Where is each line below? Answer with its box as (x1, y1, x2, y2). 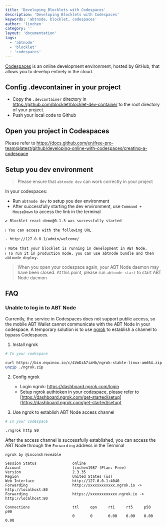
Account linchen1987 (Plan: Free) (5, 465, 126, 470)
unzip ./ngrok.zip (5, 365, 43, 370)
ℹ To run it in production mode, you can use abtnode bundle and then (5, 251, 154, 256)
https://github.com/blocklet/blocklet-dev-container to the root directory (12, 101, 160, 108)
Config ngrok (12, 374, 40, 380)
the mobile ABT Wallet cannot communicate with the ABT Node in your (5, 321, 150, 327)
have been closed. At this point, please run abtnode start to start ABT (17, 269, 161, 275)
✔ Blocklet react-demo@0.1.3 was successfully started (5, 218, 122, 223)
